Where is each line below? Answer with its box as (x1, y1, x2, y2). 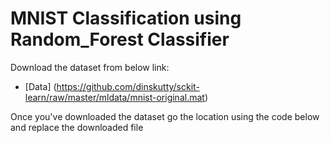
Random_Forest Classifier (10, 28, 230, 51)
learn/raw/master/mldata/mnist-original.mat (24, 91, 205, 103)
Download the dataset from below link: (10, 61, 170, 73)
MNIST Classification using (10, 7, 242, 30)
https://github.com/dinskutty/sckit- (56, 80, 200, 92)
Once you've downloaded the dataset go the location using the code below (10, 110, 320, 122)
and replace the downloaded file (10, 121, 144, 133)
